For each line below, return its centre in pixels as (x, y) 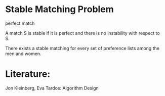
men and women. (23, 54)
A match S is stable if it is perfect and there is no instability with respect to (83, 33)
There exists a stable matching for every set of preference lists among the (82, 48)
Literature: (28, 74)
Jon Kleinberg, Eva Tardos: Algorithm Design (52, 88)
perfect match (20, 23)
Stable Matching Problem (59, 9)
